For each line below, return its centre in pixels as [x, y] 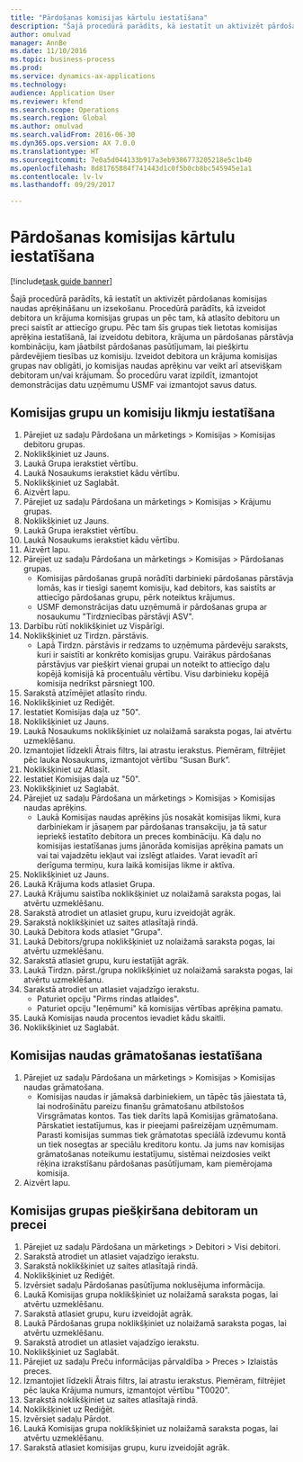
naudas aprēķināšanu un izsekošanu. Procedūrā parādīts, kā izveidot [138, 309]
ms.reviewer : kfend [47, 101]
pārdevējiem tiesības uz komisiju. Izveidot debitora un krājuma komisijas [144, 356]
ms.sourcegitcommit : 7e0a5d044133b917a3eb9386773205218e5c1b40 [131, 160]
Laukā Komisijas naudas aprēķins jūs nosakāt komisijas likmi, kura [159, 817]
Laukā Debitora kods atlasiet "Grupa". [93, 931]
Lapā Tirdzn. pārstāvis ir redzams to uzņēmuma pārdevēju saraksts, [162, 645]
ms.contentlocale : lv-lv [57, 176]
